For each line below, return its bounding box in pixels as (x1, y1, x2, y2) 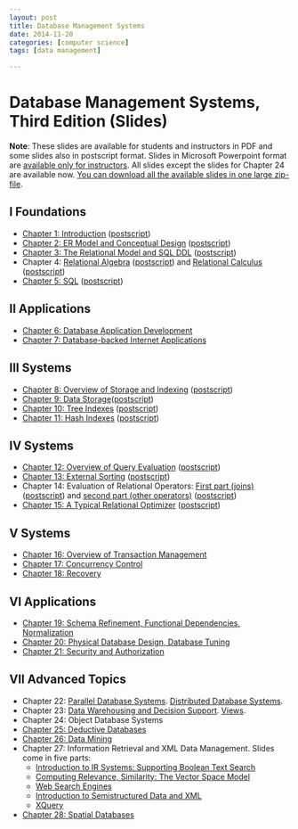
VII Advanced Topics (9, 672, 127, 687)
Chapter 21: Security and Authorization (21, 645, 165, 656)
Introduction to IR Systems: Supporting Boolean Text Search (35, 761, 256, 772)
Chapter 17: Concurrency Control (21, 559, 143, 570)
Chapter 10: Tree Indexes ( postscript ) (21, 403, 159, 414)
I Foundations (9, 204, 87, 219)
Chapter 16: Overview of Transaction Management (21, 549, 207, 560)
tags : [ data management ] (9, 46, 101, 55)
